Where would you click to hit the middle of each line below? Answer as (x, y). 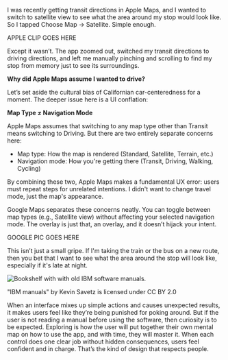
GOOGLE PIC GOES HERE (43, 237)
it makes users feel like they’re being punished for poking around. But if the (113, 312)
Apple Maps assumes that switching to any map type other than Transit (107, 126)
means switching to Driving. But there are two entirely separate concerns (110, 133)
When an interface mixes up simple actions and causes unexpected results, (114, 305)
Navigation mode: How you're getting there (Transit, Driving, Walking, (115, 161)
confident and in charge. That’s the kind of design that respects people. (108, 349)
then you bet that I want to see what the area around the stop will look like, (112, 258)
